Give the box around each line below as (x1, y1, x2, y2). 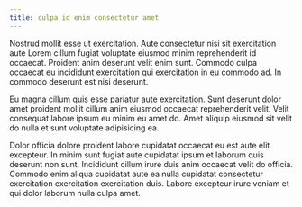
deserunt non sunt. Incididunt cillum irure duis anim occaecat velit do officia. (9, 158, 293, 169)
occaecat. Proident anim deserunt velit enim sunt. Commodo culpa (9, 57, 257, 67)
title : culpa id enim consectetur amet (9, 13, 160, 22)
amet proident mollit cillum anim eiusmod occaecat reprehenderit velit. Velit (9, 103, 290, 113)
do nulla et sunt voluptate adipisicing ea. (9, 122, 160, 133)
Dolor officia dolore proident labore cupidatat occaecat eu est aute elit (9, 139, 270, 150)
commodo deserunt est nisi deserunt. (9, 76, 149, 86)
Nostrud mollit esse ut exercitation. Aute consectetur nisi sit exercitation (9, 38, 277, 49)
